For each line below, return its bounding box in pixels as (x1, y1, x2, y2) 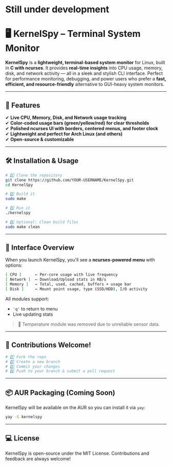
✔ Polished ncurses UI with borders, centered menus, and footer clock (5, 125, 159, 131)
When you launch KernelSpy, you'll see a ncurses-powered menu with (5, 257, 155, 263)
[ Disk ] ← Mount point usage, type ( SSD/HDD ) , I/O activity (5, 287, 147, 292)
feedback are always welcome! (5, 455, 71, 462)
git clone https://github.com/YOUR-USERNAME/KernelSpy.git (5, 177, 134, 182)
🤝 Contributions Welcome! (5, 341, 91, 350)
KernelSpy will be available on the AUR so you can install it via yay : (5, 404, 145, 411)
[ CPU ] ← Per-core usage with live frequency (5, 272, 118, 277)
